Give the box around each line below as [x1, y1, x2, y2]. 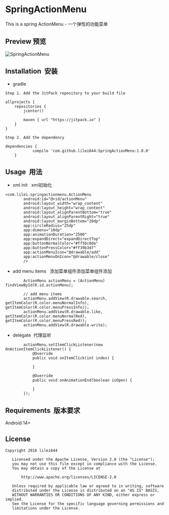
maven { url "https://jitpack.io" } [23, 117, 101, 122]
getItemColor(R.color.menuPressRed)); [5, 318, 87, 323]
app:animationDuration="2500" [23, 232, 87, 237]
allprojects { [5, 99, 35, 104]
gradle [12, 81, 26, 87]
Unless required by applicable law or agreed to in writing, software [12, 484, 164, 489]
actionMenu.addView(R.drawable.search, [23, 296, 108, 301]
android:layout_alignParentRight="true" [23, 214, 110, 219]
